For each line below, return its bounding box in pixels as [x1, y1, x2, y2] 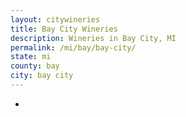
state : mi [10, 52, 52, 62]
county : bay [10, 61, 60, 71]
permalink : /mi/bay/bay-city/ [10, 42, 137, 53]
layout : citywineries [10, 14, 101, 25]
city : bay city [10, 71, 74, 81]
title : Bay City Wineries [10, 24, 118, 34]
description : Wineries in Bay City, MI [10, 33, 177, 43]
